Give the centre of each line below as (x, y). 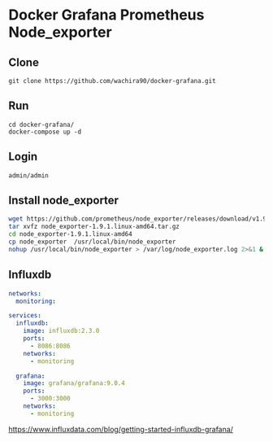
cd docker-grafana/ (41, 125)
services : (25, 316)
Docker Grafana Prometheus (106, 15)
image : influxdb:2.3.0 (61, 331)
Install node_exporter (64, 201)
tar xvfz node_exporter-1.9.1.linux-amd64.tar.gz (94, 227)
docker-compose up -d (45, 132)
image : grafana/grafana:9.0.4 (74, 383)
